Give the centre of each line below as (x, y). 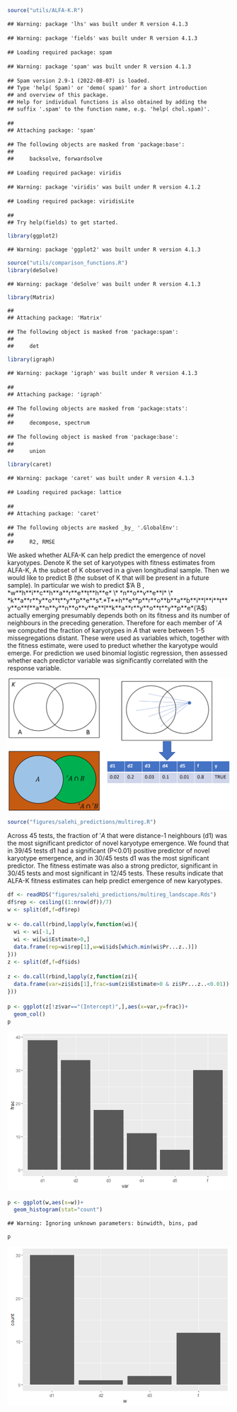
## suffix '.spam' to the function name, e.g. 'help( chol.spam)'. (109, 109)
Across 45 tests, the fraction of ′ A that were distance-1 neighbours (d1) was (117, 835)
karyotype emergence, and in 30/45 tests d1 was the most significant (108, 858)
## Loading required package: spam (60, 52)
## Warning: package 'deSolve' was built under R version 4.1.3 (104, 284)
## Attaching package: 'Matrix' (55, 318)
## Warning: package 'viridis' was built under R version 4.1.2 (104, 187)
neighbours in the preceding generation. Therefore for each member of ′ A (115, 623)
